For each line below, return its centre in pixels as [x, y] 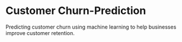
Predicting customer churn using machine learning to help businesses [91, 27]
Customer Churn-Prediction [76, 11]
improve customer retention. [40, 33]
